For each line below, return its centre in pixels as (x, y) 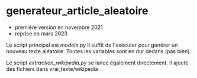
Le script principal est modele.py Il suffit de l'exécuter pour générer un (92, 45)
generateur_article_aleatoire (77, 11)
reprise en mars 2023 (41, 33)
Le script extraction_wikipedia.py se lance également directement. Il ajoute (97, 63)
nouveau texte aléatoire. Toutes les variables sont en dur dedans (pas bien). (98, 51)
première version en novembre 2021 (59, 27)
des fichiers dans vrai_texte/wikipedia (52, 69)
